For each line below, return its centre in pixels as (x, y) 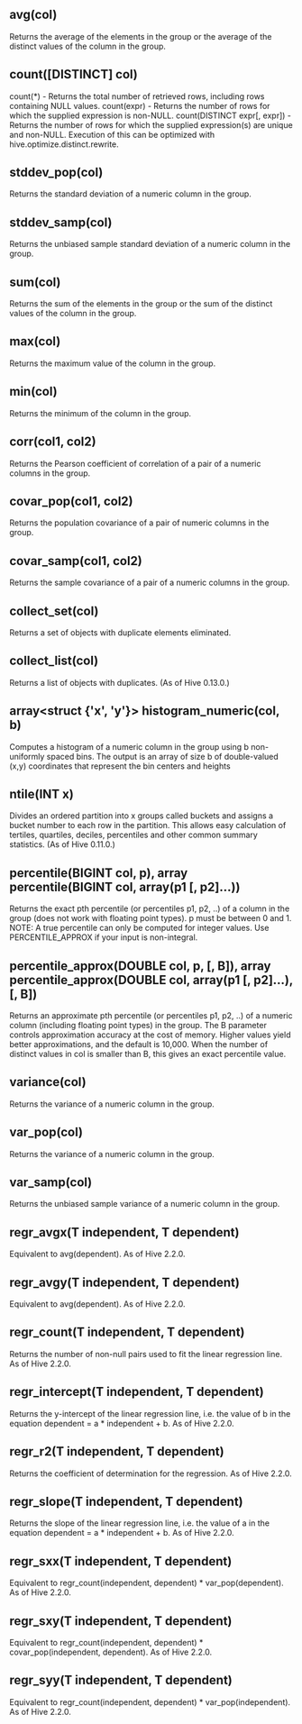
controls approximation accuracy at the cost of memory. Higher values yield (150, 1035)
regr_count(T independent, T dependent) (127, 1332)
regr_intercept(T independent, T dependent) (137, 1392)
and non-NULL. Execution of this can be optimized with (112, 134)
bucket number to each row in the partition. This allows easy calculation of (148, 826)
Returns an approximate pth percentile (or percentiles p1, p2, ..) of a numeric (151, 1016)
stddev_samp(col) (61, 222)
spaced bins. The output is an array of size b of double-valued (163, 756)
